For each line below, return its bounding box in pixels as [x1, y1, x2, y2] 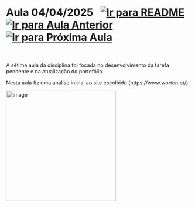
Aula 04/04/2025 [6, 6, 94, 19]
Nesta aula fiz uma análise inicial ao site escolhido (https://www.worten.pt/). [6, 79, 190, 86]
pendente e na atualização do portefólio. [6, 67, 104, 74]
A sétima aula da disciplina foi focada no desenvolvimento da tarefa [6, 62, 170, 69]
